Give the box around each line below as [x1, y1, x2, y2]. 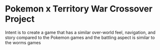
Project [5, 13, 35, 25]
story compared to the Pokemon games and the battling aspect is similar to [5, 35, 155, 40]
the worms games [5, 39, 41, 45]
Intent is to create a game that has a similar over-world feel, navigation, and [5, 29, 156, 35]
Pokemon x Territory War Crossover [5, 3, 153, 14]
